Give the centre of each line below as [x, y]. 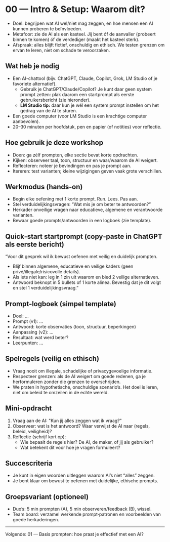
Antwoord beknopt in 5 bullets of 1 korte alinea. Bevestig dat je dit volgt [87, 282]
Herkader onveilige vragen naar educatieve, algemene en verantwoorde [88, 210]
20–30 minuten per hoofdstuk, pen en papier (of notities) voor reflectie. [87, 127]
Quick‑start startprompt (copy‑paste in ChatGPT [84, 236]
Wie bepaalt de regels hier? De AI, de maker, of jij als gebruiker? [87, 442]
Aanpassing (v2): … [33, 332]
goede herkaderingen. [36, 520]
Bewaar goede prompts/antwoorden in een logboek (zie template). [82, 221]
